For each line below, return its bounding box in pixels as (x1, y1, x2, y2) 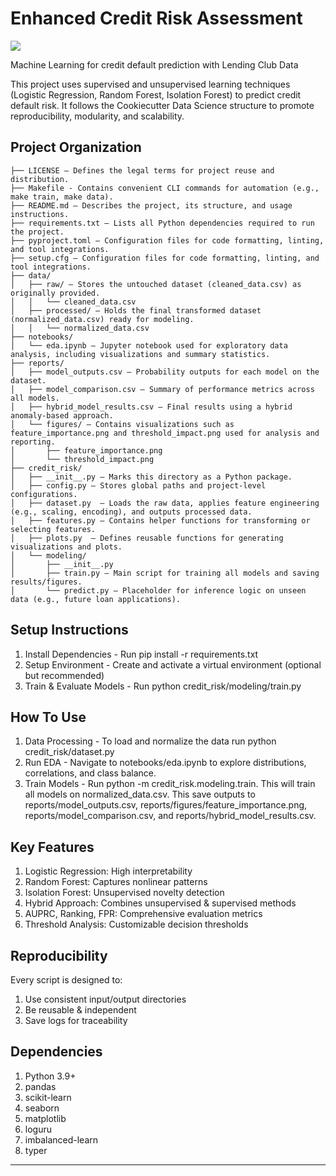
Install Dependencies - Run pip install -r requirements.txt (24, 648, 259, 660)
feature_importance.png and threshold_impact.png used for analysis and (10, 428, 320, 438)
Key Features (10, 838, 95, 856)
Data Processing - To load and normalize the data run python (24, 735, 277, 747)
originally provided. (10, 288, 101, 298)
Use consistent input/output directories (24, 993, 187, 1005)
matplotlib (24, 1112, 67, 1124)
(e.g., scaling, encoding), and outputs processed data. (10, 507, 253, 517)
